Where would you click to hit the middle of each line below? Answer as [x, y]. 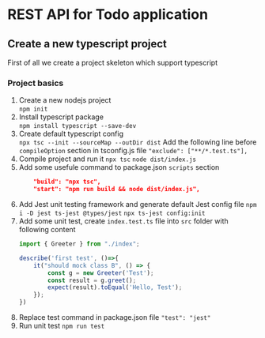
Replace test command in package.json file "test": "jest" [115, 317]
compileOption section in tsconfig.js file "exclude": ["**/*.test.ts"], [133, 151]
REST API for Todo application [108, 15]
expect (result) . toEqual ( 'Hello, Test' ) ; [115, 287]
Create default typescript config [71, 134]
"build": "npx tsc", [67, 182]
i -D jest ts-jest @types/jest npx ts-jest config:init [112, 214]
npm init [33, 109]
